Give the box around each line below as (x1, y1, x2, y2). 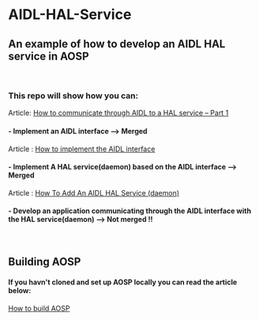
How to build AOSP (8, 303, 70, 313)
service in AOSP (8, 49, 89, 63)
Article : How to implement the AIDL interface (8, 144, 156, 154)
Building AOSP (8, 255, 81, 269)
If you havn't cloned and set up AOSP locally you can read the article (8, 277, 238, 287)
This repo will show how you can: (8, 90, 139, 101)
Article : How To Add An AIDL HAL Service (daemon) (8, 188, 180, 197)
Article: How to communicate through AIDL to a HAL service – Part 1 (8, 109, 229, 118)
